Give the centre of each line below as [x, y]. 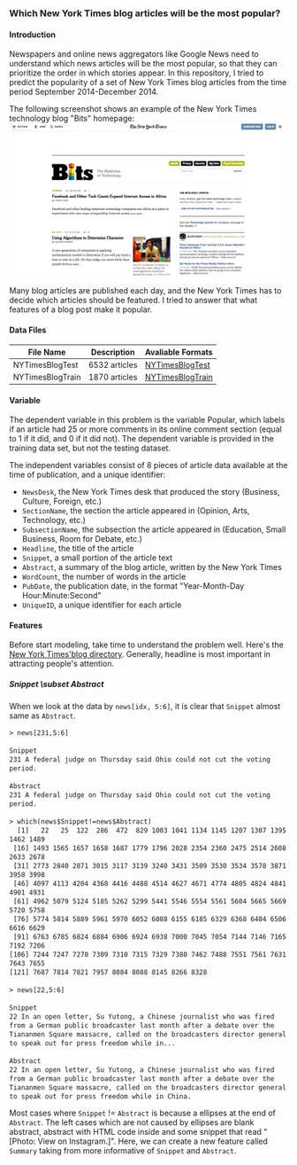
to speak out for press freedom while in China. [100, 1097]
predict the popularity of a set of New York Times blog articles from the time [148, 82]
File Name [47, 352]
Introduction [32, 35]
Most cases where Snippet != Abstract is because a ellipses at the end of [143, 1113]
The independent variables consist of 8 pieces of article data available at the [148, 465]
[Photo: [23, 1141]
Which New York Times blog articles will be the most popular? [145, 13]
